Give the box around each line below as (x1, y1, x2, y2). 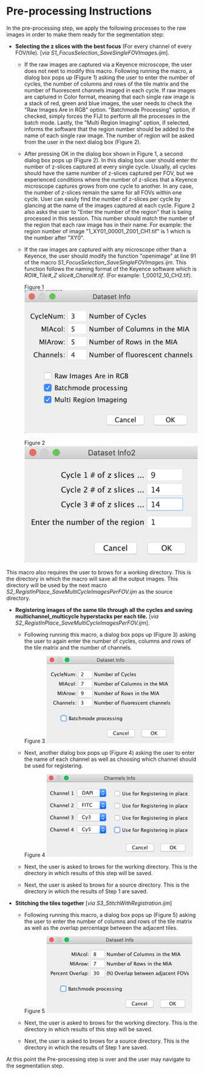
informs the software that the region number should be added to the (24, 125, 195, 132)
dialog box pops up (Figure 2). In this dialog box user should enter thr (24, 156, 198, 163)
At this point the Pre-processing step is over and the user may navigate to (6, 1056, 191, 1063)
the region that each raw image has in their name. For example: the (24, 221, 192, 228)
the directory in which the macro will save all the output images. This (6, 575, 178, 582)
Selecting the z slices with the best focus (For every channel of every (15, 43, 192, 50)
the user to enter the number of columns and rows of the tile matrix (24, 918, 192, 925)
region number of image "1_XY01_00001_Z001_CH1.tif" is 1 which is (24, 227, 191, 235)
